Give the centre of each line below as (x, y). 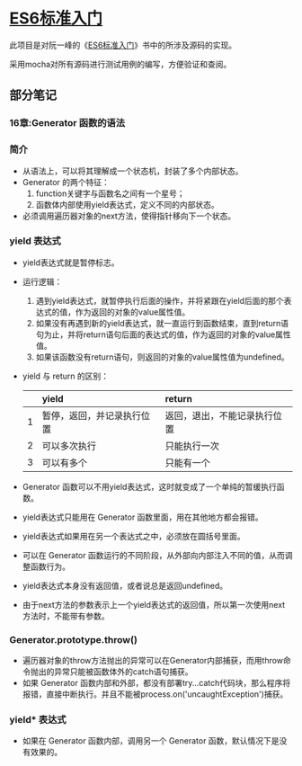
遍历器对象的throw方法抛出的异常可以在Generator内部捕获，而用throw (153, 661)
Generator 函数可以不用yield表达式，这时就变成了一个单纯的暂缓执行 (149, 486)
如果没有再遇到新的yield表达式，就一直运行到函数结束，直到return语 (162, 323)
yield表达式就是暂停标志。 (71, 263)
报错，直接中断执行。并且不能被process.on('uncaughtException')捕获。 (155, 694)
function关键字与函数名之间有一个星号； (110, 193)
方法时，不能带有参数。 (66, 616)
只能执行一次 (192, 446)
